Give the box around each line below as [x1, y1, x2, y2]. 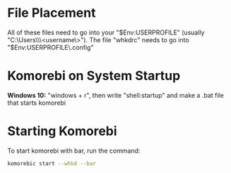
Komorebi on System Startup [7, 68, 181, 84]
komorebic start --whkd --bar [7, 160, 97, 167]
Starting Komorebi [7, 123, 118, 139]
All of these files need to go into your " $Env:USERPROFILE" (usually [7, 28, 205, 37]
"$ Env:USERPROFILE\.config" [7, 43, 94, 51]
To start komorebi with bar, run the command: [7, 146, 141, 155]
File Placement [7, 5, 96, 21]
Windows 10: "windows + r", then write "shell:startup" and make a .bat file [7, 91, 224, 99]
